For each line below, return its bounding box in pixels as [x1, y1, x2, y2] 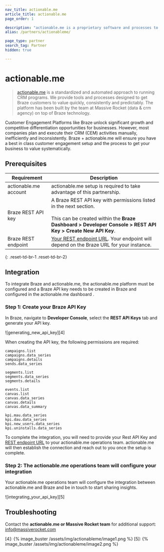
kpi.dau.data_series [5, 417, 47, 422]
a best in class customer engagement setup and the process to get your [5, 140, 150, 146]
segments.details [5, 378, 41, 384]
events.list [5, 387, 29, 392]
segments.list [5, 370, 34, 375]
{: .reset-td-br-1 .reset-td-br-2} [5, 254, 67, 260]
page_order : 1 [5, 16, 34, 21]
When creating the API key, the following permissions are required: [5, 339, 140, 345]
